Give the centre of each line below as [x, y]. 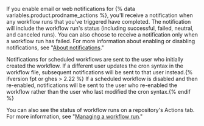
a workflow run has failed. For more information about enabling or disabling [101, 41]
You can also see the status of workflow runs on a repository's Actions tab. [100, 110]
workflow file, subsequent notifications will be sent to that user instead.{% [100, 72]
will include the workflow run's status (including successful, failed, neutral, [100, 28]
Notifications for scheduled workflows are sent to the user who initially [95, 59]
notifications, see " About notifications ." [55, 47]
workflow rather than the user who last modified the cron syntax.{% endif [98, 92]
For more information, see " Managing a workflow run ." [75, 116]
